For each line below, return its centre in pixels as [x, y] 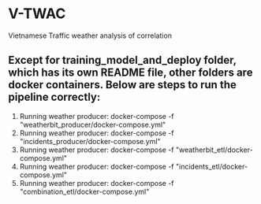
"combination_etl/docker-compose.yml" [84, 191]
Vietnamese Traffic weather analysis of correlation [90, 35]
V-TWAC [37, 14]
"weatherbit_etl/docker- [214, 150]
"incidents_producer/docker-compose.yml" [90, 141]
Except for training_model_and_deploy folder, [122, 60]
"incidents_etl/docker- [212, 166]
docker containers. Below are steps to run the [122, 85]
